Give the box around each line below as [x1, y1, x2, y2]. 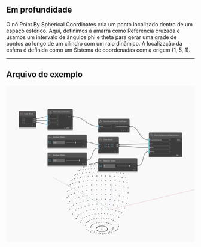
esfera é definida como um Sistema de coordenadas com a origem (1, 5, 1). [6, 46, 191, 53]
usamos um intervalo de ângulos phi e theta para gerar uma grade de [6, 33, 177, 41]
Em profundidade [6, 5, 72, 15]
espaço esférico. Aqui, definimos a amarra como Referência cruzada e [6, 27, 181, 34]
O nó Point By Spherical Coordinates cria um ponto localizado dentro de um [6, 20, 193, 28]
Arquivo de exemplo [6, 69, 83, 80]
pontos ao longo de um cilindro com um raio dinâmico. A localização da [6, 40, 182, 47]
